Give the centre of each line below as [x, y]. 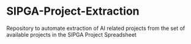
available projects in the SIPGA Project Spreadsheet [71, 34]
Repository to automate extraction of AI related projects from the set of [96, 28]
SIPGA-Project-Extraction [73, 11]
